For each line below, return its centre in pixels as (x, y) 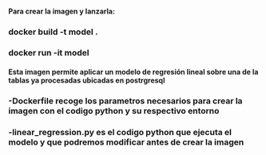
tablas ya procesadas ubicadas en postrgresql (87, 80)
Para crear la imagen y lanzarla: (62, 11)
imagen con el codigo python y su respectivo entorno (114, 110)
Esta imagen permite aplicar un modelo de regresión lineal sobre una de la (133, 72)
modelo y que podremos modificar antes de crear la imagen (126, 141)
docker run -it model (49, 53)
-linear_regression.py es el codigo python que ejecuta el (120, 132)
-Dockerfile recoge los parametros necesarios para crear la (125, 101)
